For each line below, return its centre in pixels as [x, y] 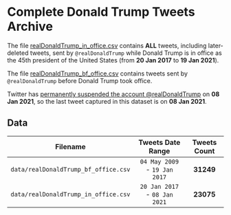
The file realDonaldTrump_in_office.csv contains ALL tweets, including [107, 45]
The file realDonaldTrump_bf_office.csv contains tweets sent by [97, 73]
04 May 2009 [159, 161]
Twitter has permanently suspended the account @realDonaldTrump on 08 [113, 94]
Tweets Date [159, 142]
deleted [18, 53]
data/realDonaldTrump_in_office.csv [70, 194]
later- [216, 45]
